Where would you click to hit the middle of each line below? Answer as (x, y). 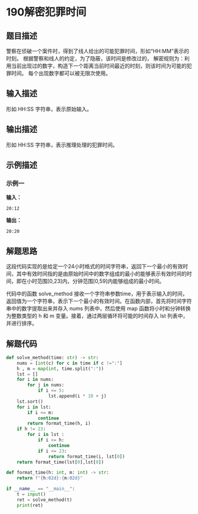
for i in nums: (35, 380)
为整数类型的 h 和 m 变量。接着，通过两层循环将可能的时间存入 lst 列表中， (97, 316)
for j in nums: (46, 385)
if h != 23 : (31, 429)
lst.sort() (30, 401)
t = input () (31, 495)
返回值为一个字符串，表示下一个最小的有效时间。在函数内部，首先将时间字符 (99, 301)
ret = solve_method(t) (44, 500)
